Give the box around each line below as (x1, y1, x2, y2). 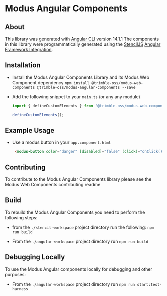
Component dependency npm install (12, 79, 90, 85)
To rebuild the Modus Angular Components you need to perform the (5, 209, 145, 215)
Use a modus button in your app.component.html (12, 139, 111, 145)
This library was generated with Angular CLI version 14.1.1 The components (5, 36, 159, 42)
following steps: (5, 214, 38, 220)
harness (12, 286, 28, 291)
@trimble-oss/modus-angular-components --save (37, 85, 136, 90)
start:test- (137, 282, 162, 287)
